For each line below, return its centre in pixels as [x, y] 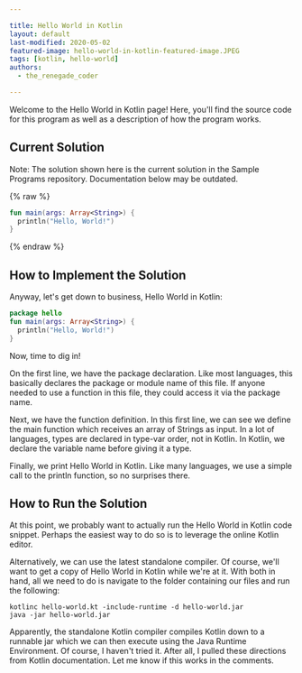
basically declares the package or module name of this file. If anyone [137, 383]
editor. [21, 544]
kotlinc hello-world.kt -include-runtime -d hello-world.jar [127, 607]
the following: [35, 591]
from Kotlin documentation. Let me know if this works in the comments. [142, 660]
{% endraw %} [37, 247]
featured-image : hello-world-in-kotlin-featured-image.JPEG [125, 51]
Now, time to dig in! [45, 355]
